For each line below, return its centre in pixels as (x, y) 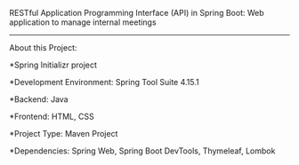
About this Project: (43, 47)
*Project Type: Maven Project (64, 134)
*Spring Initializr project (53, 65)
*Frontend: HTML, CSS (52, 116)
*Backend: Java (39, 99)
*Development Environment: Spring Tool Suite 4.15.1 (104, 82)
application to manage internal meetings (83, 22)
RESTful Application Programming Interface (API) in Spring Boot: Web (137, 13)
